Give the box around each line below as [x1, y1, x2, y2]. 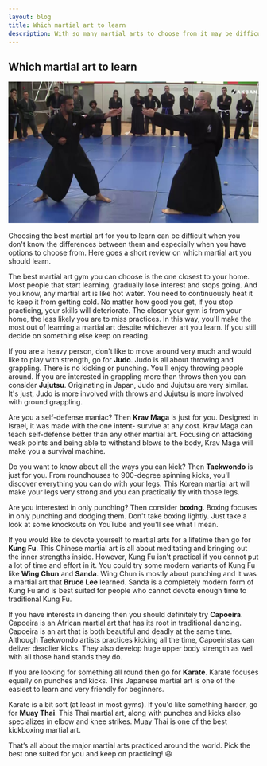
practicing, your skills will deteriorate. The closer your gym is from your [8, 305, 242, 315]
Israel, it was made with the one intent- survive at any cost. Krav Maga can [8, 420, 253, 430]
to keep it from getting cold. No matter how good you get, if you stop [8, 297, 234, 307]
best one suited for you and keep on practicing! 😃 [8, 748, 173, 758]
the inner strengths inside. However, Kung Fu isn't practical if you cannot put [8, 552, 259, 561]
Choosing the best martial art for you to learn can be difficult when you [8, 231, 241, 240]
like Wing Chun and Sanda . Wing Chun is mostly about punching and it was [8, 569, 257, 578]
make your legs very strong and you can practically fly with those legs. [8, 487, 240, 497]
